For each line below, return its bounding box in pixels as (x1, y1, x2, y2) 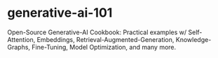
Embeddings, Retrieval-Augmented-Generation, (36, 35, 175, 43)
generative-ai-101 (7, 5, 113, 21)
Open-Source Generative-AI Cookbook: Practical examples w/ (7, 28, 187, 36)
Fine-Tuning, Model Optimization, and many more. (31, 43, 177, 51)
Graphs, (7, 43, 30, 51)
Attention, (7, 35, 36, 43)
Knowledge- (175, 35, 212, 43)
